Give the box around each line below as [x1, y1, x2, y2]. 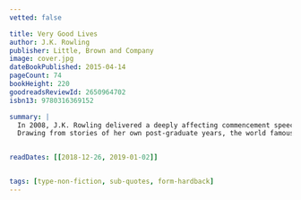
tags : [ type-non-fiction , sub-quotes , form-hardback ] [9, 177, 215, 187]
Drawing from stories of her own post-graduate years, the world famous [17, 129, 295, 138]
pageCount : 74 [9, 71, 63, 81]
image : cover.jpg [9, 55, 74, 64]
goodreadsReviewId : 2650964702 [9, 87, 126, 97]
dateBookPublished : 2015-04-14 [9, 63, 126, 72]
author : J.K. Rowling [9, 38, 90, 47]
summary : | [9, 112, 50, 121]
